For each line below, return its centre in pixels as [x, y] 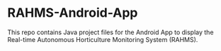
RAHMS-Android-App [73, 13]
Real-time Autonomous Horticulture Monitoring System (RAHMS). [103, 39]
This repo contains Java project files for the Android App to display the [110, 32]
